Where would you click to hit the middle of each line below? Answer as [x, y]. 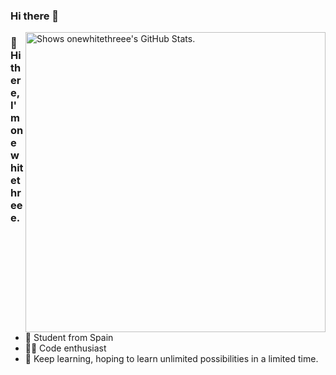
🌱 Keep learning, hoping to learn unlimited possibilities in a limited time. [171, 359]
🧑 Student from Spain [69, 338]
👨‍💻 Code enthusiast [65, 348]
